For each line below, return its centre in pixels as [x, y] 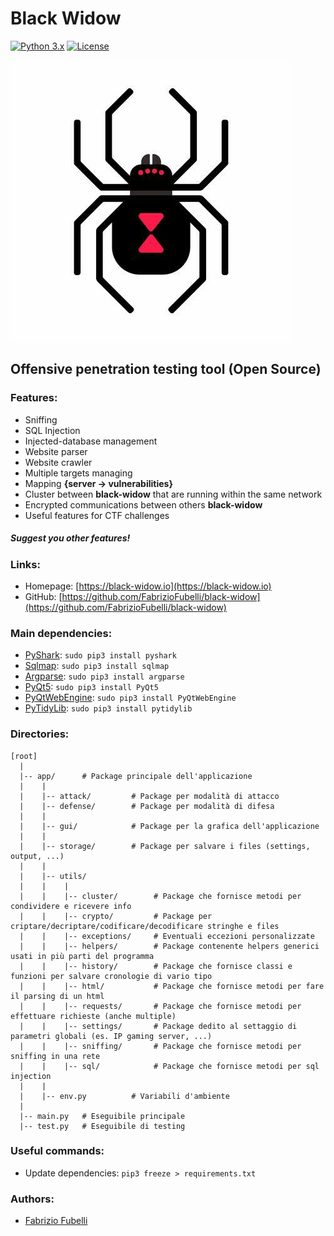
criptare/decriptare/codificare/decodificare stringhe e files [145, 926]
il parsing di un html [57, 996]
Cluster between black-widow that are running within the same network [173, 494]
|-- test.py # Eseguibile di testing [102, 1126]
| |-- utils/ [53, 876]
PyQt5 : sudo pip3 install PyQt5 [91, 687]
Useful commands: [57, 1151]
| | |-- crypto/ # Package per [116, 916]
